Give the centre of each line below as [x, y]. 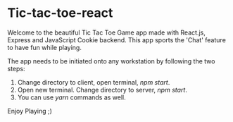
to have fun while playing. [45, 47]
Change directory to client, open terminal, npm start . [94, 82]
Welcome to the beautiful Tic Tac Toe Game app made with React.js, [106, 32]
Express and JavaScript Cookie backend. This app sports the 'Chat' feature [117, 39]
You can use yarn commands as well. [72, 97]
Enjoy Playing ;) [30, 111]
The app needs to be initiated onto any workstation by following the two [111, 61]
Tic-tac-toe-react [60, 13]
